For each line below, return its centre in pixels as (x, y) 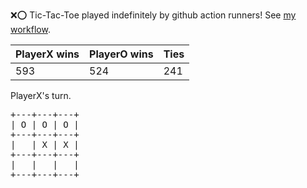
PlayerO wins (121, 54)
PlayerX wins (47, 54)
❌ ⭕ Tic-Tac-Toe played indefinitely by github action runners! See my (153, 15)
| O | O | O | (45, 124)
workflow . (30, 29)
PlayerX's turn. (41, 95)
